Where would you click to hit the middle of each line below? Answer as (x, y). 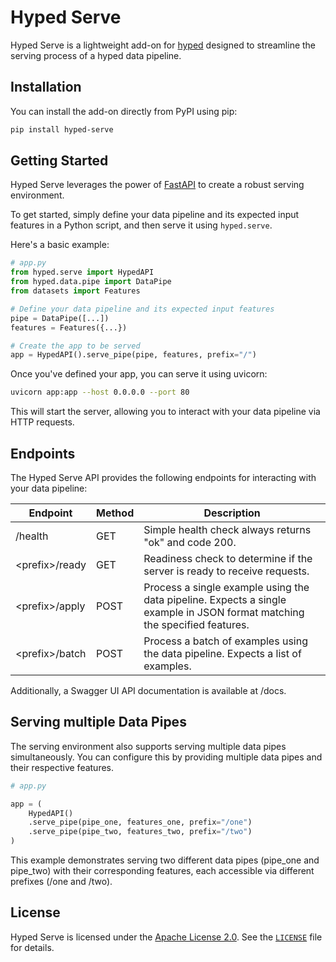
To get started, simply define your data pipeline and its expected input (155, 215)
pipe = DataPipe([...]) (60, 318)
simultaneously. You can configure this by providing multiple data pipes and (166, 757)
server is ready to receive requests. (226, 571)
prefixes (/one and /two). (61, 882)
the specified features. (196, 624)
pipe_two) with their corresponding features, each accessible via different (162, 871)
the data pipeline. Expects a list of (222, 653)
